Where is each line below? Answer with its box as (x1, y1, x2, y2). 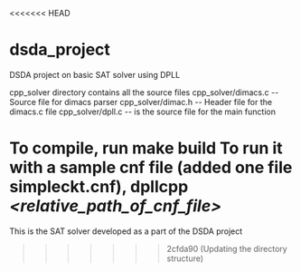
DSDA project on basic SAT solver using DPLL (9, 69, 181, 80)
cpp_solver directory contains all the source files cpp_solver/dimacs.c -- (9, 86, 279, 98)
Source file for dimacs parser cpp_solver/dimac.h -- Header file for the (9, 96, 273, 107)
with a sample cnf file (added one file (9, 158, 293, 178)
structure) (166, 253, 204, 264)
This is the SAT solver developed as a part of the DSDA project (9, 226, 243, 237)
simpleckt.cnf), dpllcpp (9, 177, 189, 198)
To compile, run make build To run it (9, 138, 283, 159)
